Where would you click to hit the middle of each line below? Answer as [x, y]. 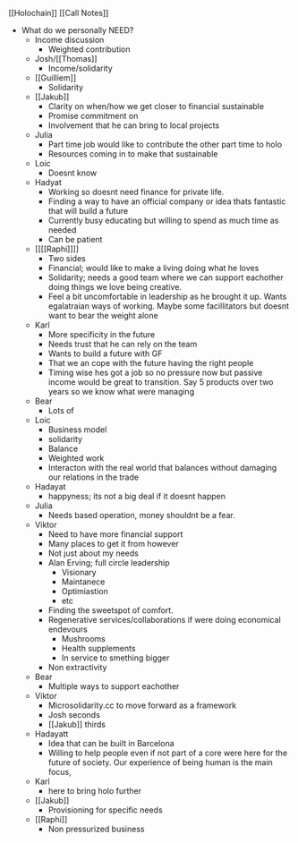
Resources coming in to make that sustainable [133, 154]
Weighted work [76, 458]
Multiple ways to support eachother [114, 686]
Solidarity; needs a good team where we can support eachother [166, 277]
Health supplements [98, 648]
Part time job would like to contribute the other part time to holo [165, 144]
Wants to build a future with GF [105, 353]
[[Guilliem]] [55, 78]
